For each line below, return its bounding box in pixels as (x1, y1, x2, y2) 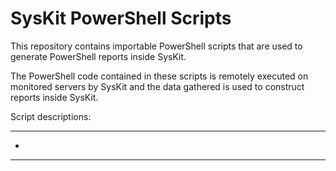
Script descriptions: (10, 110, 92, 122)
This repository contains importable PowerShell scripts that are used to (10, 40, 303, 52)
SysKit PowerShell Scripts (10, 7, 232, 30)
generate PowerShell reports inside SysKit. (10, 50, 187, 62)
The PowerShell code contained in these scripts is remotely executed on (10, 70, 309, 82)
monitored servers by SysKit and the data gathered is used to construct (10, 80, 305, 92)
